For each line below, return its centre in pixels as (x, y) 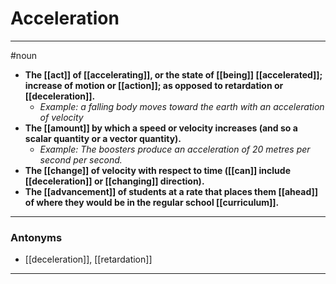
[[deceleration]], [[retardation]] (88, 259)
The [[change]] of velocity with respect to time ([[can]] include (157, 170)
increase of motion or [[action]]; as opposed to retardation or (154, 85)
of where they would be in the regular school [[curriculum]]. (152, 202)
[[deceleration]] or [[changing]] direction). (114, 181)
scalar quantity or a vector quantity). (103, 138)
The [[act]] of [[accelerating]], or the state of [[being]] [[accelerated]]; (173, 74)
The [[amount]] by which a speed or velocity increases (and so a (161, 128)
